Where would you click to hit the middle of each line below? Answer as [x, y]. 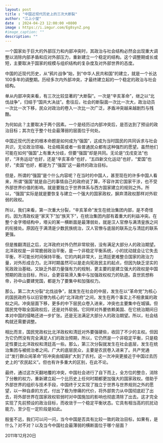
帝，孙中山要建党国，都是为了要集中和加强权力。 [54, 281]
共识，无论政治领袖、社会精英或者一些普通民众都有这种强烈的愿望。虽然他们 [81, 147]
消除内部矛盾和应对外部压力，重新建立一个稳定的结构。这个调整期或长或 [86, 57]
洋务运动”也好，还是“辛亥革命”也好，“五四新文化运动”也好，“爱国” [81, 159]
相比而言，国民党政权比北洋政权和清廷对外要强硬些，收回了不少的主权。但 [79, 332]
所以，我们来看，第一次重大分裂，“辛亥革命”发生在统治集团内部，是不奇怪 [79, 210]
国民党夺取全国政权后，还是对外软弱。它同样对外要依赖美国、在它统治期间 [79, 309]
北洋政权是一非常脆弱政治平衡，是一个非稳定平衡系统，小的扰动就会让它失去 [81, 250]
